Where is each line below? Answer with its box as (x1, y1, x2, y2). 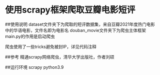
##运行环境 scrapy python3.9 (5, 64, 64, 70)
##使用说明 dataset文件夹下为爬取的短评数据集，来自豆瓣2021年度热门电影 (5, 21, 155, 27)
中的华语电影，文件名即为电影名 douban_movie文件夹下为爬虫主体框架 (5, 27, 146, 33)
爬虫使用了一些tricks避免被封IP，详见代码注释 (5, 44, 97, 49)
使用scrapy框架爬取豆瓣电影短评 (5, 4, 136, 15)
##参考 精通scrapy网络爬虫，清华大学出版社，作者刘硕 (5, 54, 115, 60)
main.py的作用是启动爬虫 (5, 33, 55, 39)
